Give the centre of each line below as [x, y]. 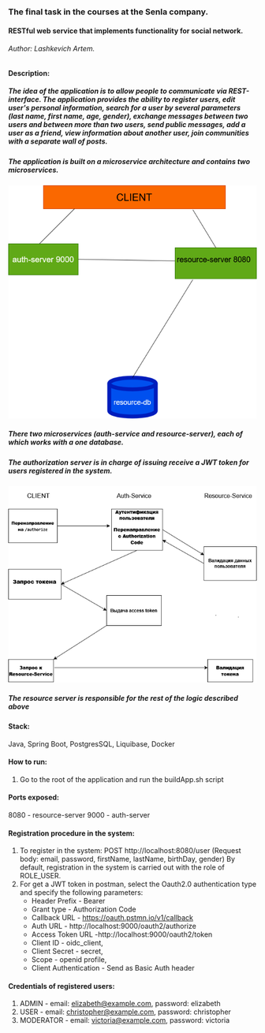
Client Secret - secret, [67, 951]
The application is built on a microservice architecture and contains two [129, 161]
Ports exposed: [34, 797]
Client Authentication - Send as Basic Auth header [113, 968]
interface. [25, 99]
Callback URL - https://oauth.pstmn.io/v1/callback [112, 918]
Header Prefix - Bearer [68, 901]
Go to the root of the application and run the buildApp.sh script [121, 779]
